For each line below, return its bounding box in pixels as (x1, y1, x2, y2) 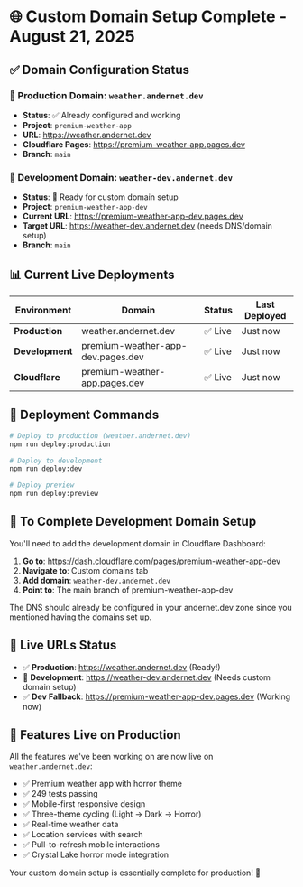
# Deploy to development (9, 456, 103, 465)
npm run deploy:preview (9, 490, 99, 499)
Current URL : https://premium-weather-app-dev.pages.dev (22, 210, 243, 222)
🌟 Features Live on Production (9, 727, 182, 742)
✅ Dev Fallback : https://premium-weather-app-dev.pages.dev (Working (22, 691, 291, 702)
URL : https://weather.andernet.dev (22, 129, 151, 140)
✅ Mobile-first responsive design (22, 798, 146, 809)
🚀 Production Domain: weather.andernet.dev (9, 89, 204, 101)
